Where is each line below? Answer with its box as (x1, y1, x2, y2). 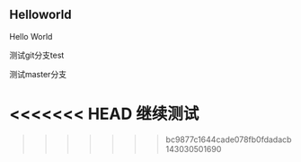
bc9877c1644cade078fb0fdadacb (165, 134, 292, 145)
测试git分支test (9, 49, 65, 60)
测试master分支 (9, 68, 67, 79)
